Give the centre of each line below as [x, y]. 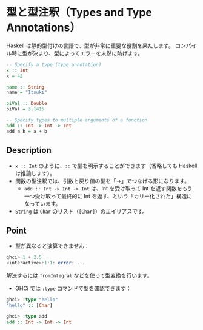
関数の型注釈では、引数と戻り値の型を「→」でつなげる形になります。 [102, 181]
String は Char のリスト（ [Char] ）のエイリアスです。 [81, 211]
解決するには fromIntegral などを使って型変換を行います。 [79, 275]
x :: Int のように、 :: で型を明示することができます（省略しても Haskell [106, 166]
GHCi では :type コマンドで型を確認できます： [73, 288]
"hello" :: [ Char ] [29, 305]
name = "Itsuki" [27, 93]
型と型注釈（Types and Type [79, 12]
